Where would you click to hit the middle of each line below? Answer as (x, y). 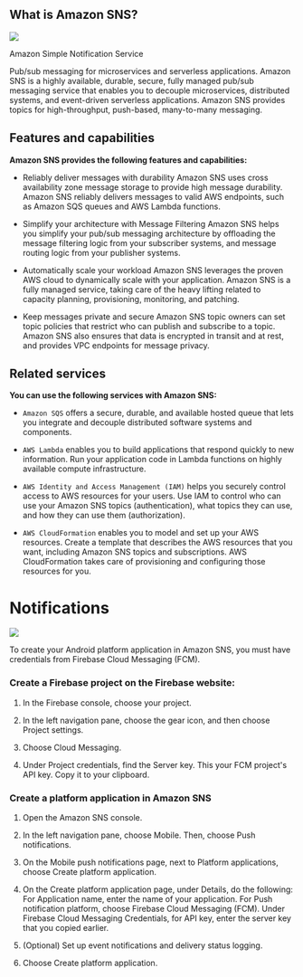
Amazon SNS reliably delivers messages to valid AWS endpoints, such (153, 196)
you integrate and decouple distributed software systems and (137, 422)
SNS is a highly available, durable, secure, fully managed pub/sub (132, 81)
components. (47, 432)
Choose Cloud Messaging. (72, 747)
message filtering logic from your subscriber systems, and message (149, 242)
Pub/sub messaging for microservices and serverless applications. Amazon (150, 71)
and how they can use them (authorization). (104, 516)
